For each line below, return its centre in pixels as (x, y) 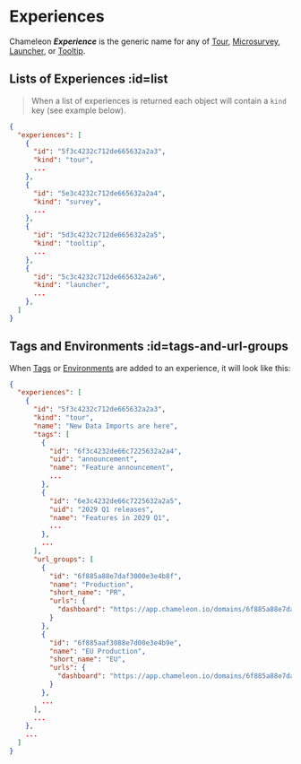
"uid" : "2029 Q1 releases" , (101, 509)
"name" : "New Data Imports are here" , (105, 426)
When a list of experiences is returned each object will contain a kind (159, 100)
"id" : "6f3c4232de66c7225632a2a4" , (115, 451)
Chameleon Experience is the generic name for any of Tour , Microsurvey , (145, 41)
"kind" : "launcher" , (71, 285)
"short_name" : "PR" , (87, 593)
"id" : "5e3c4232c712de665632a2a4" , (99, 193)
